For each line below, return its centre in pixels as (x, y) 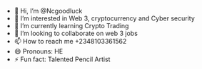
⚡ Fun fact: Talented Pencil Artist (62, 59)
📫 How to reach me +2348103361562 (70, 41)
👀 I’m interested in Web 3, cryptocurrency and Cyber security (104, 18)
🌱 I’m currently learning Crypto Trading (71, 26)
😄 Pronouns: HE (39, 51)
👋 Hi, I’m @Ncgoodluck (48, 11)
